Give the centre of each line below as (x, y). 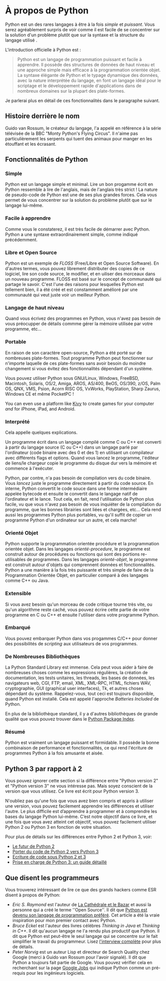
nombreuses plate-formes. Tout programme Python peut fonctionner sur (79, 358)
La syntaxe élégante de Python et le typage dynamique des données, (88, 75)
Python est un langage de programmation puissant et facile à (80, 59)
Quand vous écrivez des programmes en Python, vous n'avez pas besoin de (83, 318)
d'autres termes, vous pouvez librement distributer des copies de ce (75, 269)
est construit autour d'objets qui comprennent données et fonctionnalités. (80, 565)
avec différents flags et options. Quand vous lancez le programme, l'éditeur (82, 458)
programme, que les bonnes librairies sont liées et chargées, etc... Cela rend (83, 509)
